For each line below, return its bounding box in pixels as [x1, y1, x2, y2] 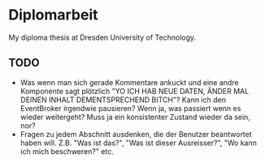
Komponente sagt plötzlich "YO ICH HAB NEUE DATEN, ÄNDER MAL [20, 86, 250, 96]
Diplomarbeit [8, 6, 99, 24]
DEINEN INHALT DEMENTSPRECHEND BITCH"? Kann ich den [20, 95, 226, 105]
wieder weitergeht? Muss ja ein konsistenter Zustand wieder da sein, [20, 112, 250, 122]
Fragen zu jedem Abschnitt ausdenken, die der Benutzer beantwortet [20, 129, 252, 139]
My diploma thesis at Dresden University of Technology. [8, 32, 197, 42]
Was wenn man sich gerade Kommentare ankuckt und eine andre [20, 77, 239, 87]
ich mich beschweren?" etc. [20, 146, 114, 156]
